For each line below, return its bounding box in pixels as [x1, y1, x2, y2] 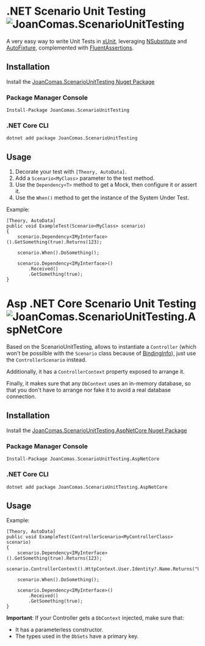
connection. [6, 393, 37, 400]
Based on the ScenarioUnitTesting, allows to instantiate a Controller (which [6, 343, 196, 351]
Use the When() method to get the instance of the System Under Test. [15, 194, 189, 201]
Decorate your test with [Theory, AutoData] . [15, 168, 127, 176]
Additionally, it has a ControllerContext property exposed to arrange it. [6, 368, 185, 376]
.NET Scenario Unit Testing [6, 4, 146, 18]
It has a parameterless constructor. [15, 626, 104, 634]
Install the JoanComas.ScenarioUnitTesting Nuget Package [6, 78, 155, 85]
